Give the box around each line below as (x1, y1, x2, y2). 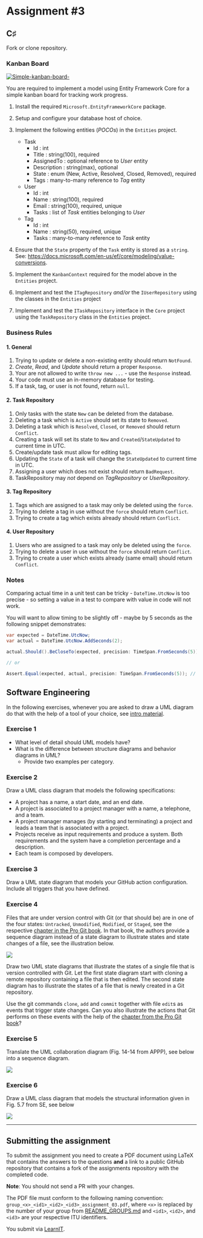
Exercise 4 (6, 900, 38, 909)
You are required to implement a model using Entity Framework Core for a (6, 85, 190, 92)
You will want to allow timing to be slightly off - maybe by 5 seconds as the (6, 614, 193, 621)
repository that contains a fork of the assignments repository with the (6, 1165, 179, 1172)
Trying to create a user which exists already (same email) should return (14, 554, 193, 562)
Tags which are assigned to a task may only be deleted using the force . (14, 501, 193, 508)
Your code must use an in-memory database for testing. (14, 376, 155, 383)
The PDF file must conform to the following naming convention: (6, 1194, 164, 1202)
